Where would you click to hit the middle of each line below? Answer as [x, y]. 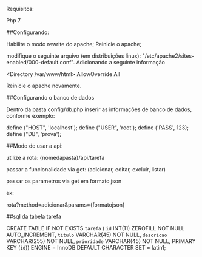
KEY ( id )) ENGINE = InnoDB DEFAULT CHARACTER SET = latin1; [86, 248]
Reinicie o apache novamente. [44, 86]
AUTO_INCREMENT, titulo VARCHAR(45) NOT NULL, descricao [87, 235]
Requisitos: [20, 9]
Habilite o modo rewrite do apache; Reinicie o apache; [74, 44]
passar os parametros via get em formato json [64, 181]
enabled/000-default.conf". [41, 62]
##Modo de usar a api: [35, 146]
